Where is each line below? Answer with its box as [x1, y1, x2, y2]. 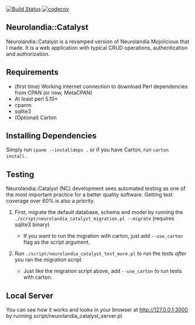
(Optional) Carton [14, 114, 57, 121]
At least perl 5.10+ [14, 95, 59, 102]
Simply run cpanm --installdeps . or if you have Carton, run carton [6, 146, 169, 153]
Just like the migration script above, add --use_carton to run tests [23, 268, 182, 275]
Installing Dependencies [6, 131, 97, 141]
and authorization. [6, 50, 50, 57]
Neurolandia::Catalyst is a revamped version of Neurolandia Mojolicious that [6, 38, 190, 45]
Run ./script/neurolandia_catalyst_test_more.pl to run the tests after [14, 250, 187, 257]
